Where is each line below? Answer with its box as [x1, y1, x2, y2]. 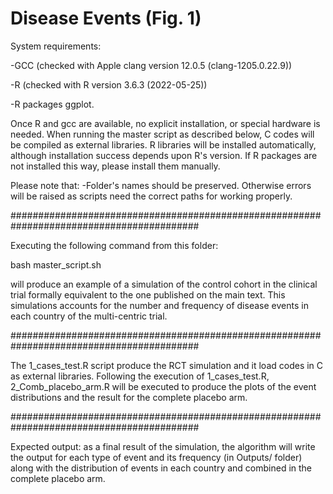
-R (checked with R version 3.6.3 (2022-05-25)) [10, 78, 208, 91]
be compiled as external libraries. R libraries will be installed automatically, [10, 138, 317, 151]
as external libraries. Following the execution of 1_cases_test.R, [10, 370, 270, 382]
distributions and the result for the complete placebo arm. [10, 391, 248, 403]
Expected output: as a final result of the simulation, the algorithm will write [10, 440, 316, 452]
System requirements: [10, 40, 102, 52]
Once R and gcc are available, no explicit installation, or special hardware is [10, 117, 321, 129]
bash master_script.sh [10, 258, 102, 271]
